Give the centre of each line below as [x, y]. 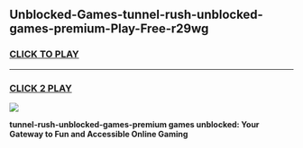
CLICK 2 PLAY [41, 88]
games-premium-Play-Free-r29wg [109, 29]
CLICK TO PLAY [44, 55]
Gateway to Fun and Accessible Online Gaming [99, 134]
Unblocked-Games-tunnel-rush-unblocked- [136, 15]
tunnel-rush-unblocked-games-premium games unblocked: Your [134, 124]
